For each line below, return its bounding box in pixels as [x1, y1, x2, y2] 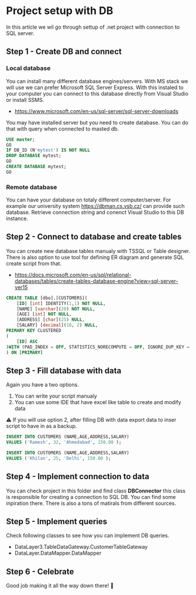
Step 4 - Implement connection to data [6, 471, 150, 481]
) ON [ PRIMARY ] [6, 350, 43, 355]
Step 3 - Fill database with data [6, 365, 122, 375]
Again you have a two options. [6, 381, 79, 388]
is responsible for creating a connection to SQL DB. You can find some [6, 493, 176, 500]
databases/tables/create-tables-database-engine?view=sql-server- [14, 277, 178, 285]
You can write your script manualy [14, 392, 98, 399]
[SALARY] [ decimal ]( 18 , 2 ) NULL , [16, 322, 98, 329]
